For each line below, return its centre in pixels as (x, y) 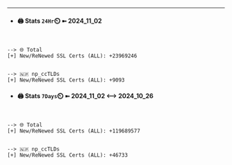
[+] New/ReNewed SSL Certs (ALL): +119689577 (74, 131)
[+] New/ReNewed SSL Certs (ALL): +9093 (66, 80)
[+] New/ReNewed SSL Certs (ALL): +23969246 (72, 56)
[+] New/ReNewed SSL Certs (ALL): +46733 (68, 155)
